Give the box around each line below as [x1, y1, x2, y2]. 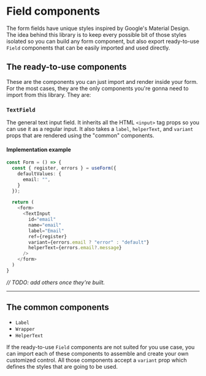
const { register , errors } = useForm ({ [12, 165, 116, 171]
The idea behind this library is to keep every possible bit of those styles [6, 31, 187, 38]
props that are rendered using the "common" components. [6, 132, 154, 139]
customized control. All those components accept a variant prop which [6, 356, 187, 364]
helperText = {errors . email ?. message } [28, 245, 122, 251]
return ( [12, 199, 34, 206]
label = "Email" [28, 228, 64, 234]
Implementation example [6, 146, 72, 153]
